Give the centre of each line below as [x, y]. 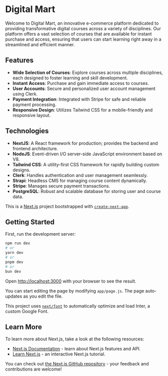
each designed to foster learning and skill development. [70, 78]
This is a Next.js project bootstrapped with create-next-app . [67, 206]
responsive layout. [32, 115]
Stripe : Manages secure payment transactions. [61, 186]
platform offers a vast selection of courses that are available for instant [78, 34]
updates [14, 296]
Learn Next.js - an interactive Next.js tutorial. [59, 354]
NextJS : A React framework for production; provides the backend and [85, 143]
